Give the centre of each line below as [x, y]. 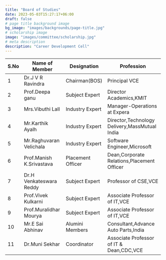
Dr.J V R [33, 77]
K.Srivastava [39, 164]
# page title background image [37, 23]
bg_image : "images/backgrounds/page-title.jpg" [55, 28]
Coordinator [80, 244]
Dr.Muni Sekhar [42, 244]
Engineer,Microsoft [129, 147]
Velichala [35, 147]
